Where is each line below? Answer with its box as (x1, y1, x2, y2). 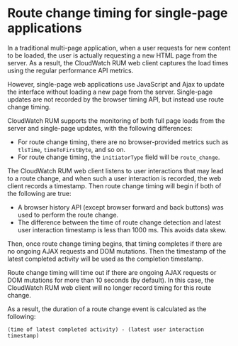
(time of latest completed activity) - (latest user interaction (7, 325, 204, 333)
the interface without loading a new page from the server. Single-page (7, 87, 213, 96)
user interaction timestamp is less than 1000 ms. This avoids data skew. (17, 225, 227, 234)
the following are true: (7, 189, 72, 198)
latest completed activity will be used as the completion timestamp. (7, 254, 204, 263)
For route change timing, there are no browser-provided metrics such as (17, 137, 229, 146)
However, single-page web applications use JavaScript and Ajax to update (7, 80, 225, 88)
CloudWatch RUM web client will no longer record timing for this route (7, 283, 212, 292)
